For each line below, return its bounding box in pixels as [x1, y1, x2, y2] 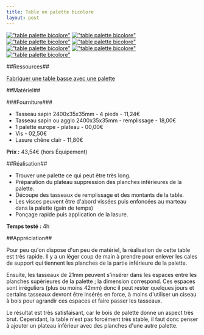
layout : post [6, 15, 40, 21]
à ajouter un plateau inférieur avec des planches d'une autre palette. [6, 322, 178, 329]
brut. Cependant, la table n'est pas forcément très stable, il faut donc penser [6, 315, 199, 323]
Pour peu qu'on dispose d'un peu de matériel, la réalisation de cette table [6, 246, 191, 254]
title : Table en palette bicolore [6, 9, 94, 15]
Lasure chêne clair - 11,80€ [15, 136, 83, 144]
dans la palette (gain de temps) [15, 204, 93, 212]
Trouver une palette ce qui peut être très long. [15, 172, 131, 179]
